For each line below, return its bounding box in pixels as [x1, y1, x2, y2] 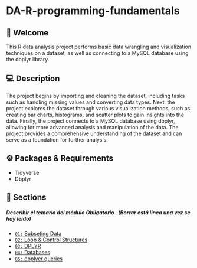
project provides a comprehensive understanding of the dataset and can [6, 130, 182, 137]
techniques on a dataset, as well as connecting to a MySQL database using [6, 50, 189, 57]
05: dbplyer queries [14, 255, 63, 262]
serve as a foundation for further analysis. [6, 136, 108, 143]
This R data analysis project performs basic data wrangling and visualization [6, 43, 192, 50]
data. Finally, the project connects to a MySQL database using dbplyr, [6, 117, 175, 125]
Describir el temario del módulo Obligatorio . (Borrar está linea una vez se [6, 208, 191, 216]
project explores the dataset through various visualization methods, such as [6, 104, 191, 112]
